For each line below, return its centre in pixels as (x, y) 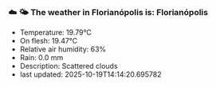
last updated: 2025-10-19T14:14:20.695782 (90, 74)
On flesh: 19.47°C (49, 41)
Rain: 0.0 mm (41, 58)
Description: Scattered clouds (69, 66)
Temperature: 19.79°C (55, 32)
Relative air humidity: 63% (63, 49)
